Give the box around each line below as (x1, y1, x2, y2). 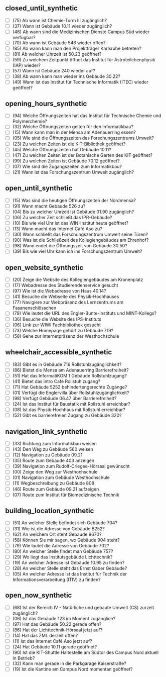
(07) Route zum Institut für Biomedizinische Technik (12, 492, 119, 498)
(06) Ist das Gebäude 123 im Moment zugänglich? (12, 615, 116, 621)
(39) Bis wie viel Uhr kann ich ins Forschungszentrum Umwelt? (12, 248, 142, 254)
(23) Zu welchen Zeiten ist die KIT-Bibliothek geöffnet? (12, 141, 126, 147)
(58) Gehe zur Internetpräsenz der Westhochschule (12, 333, 119, 339)
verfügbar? (12, 35, 36, 40)
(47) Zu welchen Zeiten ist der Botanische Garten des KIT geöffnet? (12, 152, 153, 158)
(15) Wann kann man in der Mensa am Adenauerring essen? (12, 129, 136, 135)
